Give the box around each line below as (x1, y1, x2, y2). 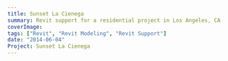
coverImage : (7, 23, 43, 30)
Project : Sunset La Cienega (7, 43, 91, 50)
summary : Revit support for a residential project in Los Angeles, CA (7, 17, 221, 24)
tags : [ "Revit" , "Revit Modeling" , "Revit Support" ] (7, 29, 167, 37)
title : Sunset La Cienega (7, 10, 84, 18)
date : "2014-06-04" (7, 36, 65, 43)
